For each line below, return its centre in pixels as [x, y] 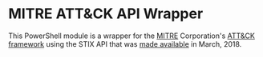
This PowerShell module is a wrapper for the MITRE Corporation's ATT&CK [131, 36]
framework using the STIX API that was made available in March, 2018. [125, 44]
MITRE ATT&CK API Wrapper [106, 14]
